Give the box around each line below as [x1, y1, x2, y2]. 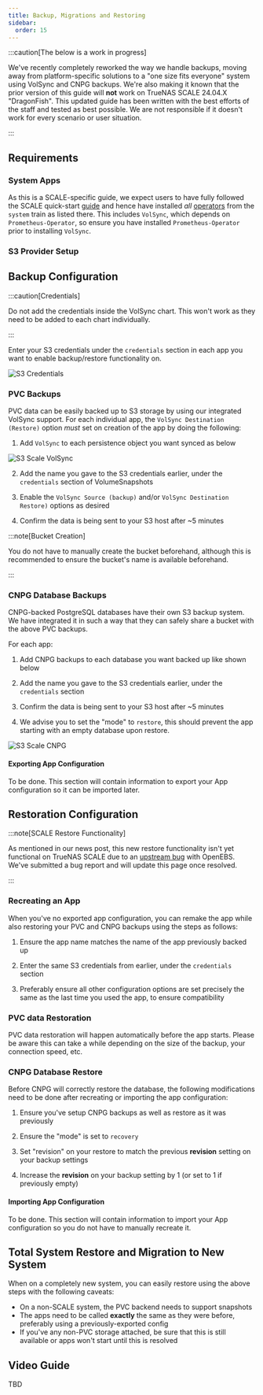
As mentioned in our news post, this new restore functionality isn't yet [8, 844, 234, 853]
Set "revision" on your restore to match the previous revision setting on [19, 1147, 251, 1156]
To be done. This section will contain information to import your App [8, 1214, 228, 1224]
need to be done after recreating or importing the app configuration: [8, 1093, 228, 1102]
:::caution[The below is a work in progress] [8, 48, 147, 57]
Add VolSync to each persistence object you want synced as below [19, 438, 236, 448]
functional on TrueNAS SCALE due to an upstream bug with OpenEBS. [8, 852, 236, 862]
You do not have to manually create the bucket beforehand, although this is [8, 546, 251, 556]
